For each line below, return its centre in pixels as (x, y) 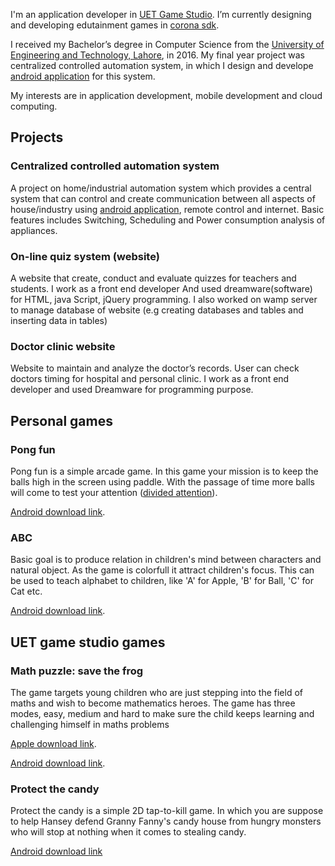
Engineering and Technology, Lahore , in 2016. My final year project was (157, 55)
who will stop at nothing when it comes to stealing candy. (128, 832)
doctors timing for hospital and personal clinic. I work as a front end (150, 379)
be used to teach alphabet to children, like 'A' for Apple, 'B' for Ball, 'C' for (162, 581)
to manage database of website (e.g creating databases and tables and (157, 310)
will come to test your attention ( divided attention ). (114, 492)
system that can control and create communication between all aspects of (163, 198)
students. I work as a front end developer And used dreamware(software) (161, 288)
